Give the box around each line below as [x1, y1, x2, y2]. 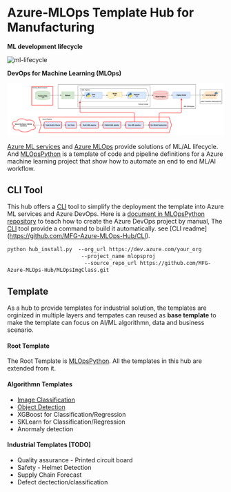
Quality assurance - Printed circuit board [17, 455, 133, 464]
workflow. [7, 164, 35, 173]
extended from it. [7, 364, 57, 373]
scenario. [7, 326, 34, 334]
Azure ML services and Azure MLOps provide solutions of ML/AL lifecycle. [7, 142, 219, 150]
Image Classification [17, 395, 76, 404]
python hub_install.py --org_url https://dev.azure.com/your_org [7, 246, 202, 253]
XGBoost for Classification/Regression [17, 410, 126, 418]
